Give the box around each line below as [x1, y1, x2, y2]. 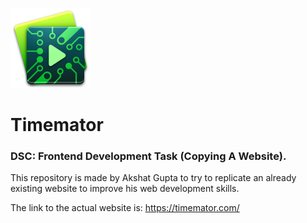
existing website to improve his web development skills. [10, 183, 240, 195]
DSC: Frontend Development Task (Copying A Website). [10, 149, 287, 163]
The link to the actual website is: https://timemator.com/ [10, 202, 240, 214]
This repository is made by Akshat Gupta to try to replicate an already [10, 172, 297, 184]
